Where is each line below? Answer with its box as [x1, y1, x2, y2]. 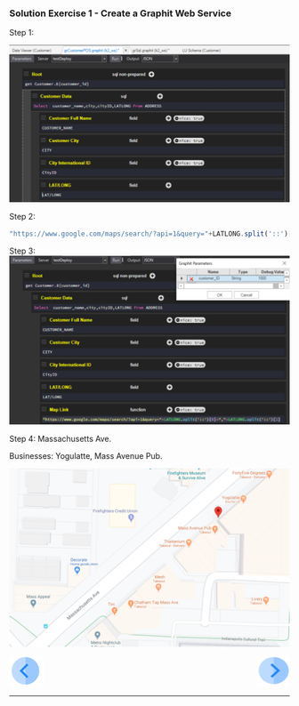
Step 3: [9, 245, 36, 256]
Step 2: [9, 212, 36, 222]
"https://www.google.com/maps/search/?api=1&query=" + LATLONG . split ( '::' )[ [9, 229, 293, 238]
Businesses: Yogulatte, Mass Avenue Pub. [9, 451, 163, 461]
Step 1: [9, 28, 34, 38]
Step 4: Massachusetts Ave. [9, 434, 112, 445]
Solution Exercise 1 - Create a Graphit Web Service [9, 7, 231, 20]
